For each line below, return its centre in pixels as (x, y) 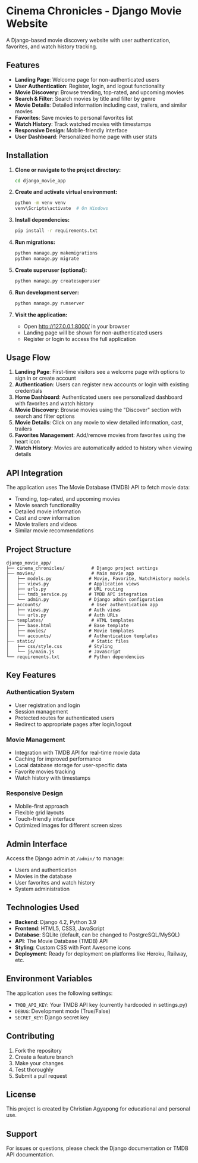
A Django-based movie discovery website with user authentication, (88, 40)
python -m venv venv (40, 203)
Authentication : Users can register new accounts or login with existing (102, 384)
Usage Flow (28, 357)
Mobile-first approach (42, 807)
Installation (27, 155)
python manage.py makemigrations (56, 253)
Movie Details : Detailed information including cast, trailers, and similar (101, 105)
